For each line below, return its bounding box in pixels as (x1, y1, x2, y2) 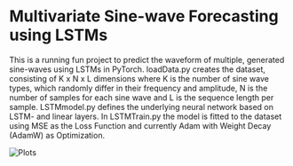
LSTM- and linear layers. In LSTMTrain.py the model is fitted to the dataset (9, 111, 282, 122)
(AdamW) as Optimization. (9, 130, 105, 140)
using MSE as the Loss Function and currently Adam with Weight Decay (9, 120, 272, 130)
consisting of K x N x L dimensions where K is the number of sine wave (9, 73, 269, 83)
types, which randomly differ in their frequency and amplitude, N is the (9, 83, 268, 93)
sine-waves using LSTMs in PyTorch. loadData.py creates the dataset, (9, 64, 266, 75)
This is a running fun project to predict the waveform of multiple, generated (9, 54, 285, 65)
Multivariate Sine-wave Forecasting (9, 6, 279, 27)
